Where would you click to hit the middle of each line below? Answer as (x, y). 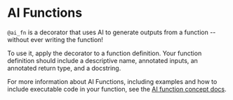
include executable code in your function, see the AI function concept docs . (117, 89)
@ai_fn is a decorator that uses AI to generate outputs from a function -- (112, 32)
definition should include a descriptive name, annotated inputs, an (103, 60)
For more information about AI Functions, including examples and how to (112, 81)
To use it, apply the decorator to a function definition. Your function (105, 53)
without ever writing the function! (55, 39)
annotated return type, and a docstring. (64, 68)
